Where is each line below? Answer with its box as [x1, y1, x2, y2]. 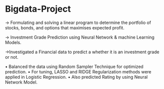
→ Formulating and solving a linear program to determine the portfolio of [5, 20, 151, 25]
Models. [5, 39, 22, 45]
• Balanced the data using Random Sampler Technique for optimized [5, 64, 143, 69]
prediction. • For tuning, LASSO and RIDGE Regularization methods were [5, 68, 152, 74]
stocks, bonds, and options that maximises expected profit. [5, 24, 125, 30]
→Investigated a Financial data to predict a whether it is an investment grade [5, 49, 160, 55]
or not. [5, 54, 19, 60]
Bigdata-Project [5, 3, 71, 15]
